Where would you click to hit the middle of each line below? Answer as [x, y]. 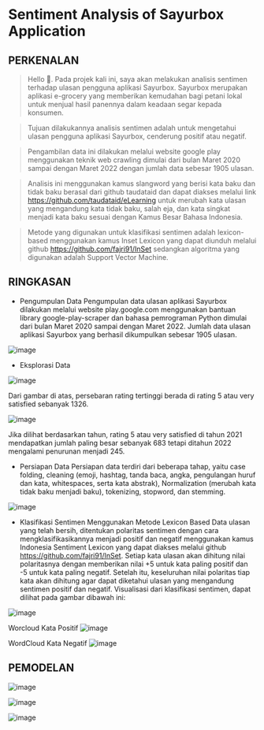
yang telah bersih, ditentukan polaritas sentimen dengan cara [119, 530]
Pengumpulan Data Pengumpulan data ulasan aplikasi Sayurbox [123, 301]
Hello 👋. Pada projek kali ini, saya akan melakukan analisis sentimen [138, 79]
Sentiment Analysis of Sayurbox [116, 15]
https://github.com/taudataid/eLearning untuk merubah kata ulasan [137, 200]
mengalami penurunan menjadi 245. [67, 451]
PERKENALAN [44, 60]
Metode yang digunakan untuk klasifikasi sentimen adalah [122, 232]
